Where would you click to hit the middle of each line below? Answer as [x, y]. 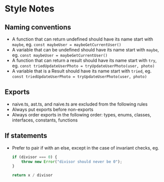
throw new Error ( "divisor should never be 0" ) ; [72, 161]
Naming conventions [38, 27]
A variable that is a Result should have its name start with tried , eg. [81, 71]
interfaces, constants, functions [45, 120]
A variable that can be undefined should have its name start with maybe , [85, 50]
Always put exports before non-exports [53, 109]
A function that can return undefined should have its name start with [83, 39]
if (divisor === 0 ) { [35, 157]
